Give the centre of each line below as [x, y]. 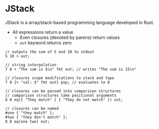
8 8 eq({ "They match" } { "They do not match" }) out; [64, 100]
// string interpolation [31, 65]
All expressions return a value [43, 32]
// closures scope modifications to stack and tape [60, 78]
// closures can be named [32, 108]
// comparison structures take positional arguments [61, 95]
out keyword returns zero [46, 42]
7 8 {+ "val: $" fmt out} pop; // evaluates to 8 [58, 82]
